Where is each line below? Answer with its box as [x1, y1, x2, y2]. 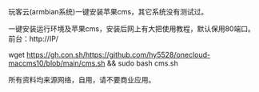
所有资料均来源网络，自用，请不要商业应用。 [8, 75, 156, 84]
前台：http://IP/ [8, 34, 58, 43]
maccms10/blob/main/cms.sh [8, 58, 106, 68]
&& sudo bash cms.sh [106, 58, 178, 68]
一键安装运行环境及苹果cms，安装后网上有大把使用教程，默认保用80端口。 [8, 24, 256, 34]
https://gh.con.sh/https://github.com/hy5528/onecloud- [26, 50, 210, 59]
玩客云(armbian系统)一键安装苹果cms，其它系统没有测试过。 [8, 7, 209, 16]
